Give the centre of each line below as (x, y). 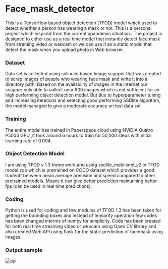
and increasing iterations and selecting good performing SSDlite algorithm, (83, 100)
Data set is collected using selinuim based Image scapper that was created (83, 74)
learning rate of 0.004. (29, 141)
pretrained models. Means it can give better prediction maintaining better (81, 181)
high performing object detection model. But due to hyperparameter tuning (83, 95)
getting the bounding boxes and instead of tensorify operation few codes (81, 216)
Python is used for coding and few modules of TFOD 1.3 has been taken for (83, 210)
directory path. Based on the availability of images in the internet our (76, 84)
